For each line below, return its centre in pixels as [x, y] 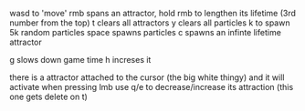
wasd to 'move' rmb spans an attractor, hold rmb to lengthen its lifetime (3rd [153, 13]
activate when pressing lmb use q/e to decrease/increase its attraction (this [152, 87]
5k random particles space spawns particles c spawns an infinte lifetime [145, 32]
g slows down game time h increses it [80, 60]
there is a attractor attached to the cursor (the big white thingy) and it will [147, 77]
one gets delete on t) [49, 96]
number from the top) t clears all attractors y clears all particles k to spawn [150, 23]
